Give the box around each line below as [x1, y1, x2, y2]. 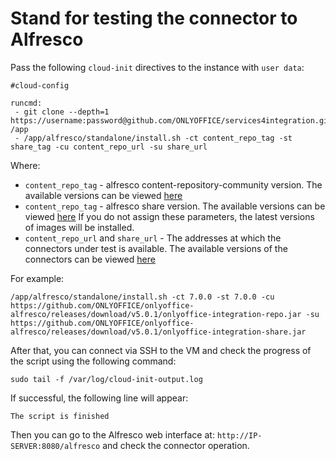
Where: [10, 159, 41, 171]
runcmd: [10, 98, 43, 108]
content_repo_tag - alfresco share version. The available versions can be [24, 200, 326, 212]
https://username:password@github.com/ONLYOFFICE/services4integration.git [10, 115, 333, 126]
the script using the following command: [10, 355, 177, 367]
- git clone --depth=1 [14, 107, 110, 117]
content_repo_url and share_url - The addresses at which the [24, 232, 282, 244]
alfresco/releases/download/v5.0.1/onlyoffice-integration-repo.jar [10, 309, 302, 319]
